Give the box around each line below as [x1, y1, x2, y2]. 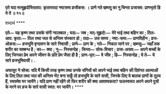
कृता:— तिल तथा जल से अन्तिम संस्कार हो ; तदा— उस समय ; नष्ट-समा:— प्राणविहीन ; [13, 35, 150, 41]
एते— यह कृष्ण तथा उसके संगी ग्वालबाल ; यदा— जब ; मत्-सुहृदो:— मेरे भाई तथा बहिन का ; [5, 30, 147, 35]
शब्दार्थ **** [5, 20, 25, 26]
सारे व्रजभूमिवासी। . [5, 58, 36, 63]
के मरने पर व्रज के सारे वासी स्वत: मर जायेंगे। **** [5, 84, 84, 90]
